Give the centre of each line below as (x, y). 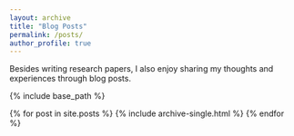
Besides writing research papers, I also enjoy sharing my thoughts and (142, 69)
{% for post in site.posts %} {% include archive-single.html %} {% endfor (147, 113)
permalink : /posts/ (46, 34)
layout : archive (40, 18)
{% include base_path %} (57, 96)
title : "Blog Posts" (49, 26)
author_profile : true (51, 43)
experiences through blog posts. (71, 79)
